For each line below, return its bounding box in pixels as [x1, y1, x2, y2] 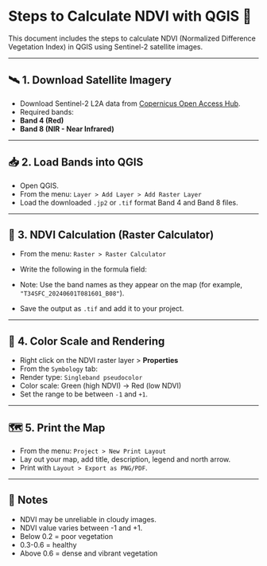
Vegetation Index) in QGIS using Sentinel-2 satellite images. [8, 41, 203, 51]
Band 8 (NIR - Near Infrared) [19, 123, 114, 134]
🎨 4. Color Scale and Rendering [8, 334, 165, 348]
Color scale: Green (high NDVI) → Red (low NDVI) [19, 381, 182, 391]
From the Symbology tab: [19, 364, 98, 373]
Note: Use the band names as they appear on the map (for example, [19, 280, 242, 290]
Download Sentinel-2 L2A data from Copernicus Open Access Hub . [19, 99, 241, 108]
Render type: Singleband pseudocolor [19, 373, 143, 382]
